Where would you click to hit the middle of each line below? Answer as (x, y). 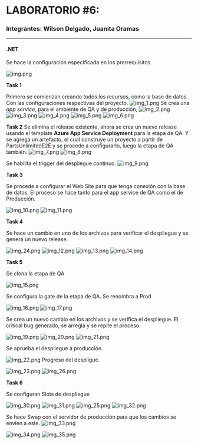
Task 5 (14, 262)
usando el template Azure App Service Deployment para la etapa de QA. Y (98, 133)
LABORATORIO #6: (53, 10)
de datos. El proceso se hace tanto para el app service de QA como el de (95, 192)
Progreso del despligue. (71, 360)
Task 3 (14, 175)
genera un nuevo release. (37, 239)
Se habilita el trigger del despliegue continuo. (61, 163)
